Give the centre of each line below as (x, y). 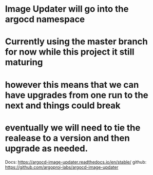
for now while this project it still (70, 52)
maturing (24, 62)
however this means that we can (72, 85)
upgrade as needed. (47, 148)
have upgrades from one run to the (77, 95)
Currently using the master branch (76, 42)
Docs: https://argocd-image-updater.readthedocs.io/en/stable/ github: (76, 162)
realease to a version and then (67, 138)
